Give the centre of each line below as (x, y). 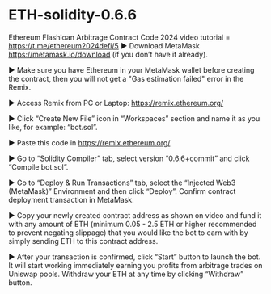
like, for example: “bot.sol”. (53, 127)
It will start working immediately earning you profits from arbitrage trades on (135, 265)
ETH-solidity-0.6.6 (73, 15)
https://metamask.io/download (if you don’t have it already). (108, 54)
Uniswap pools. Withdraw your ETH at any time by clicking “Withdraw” (126, 274)
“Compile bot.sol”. (38, 166)
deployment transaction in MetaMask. (72, 199)
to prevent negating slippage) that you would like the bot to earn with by (128, 233)
